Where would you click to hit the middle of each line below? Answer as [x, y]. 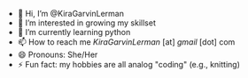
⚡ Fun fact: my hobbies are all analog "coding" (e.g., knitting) [129, 64]
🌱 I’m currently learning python [74, 32]
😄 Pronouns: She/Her [58, 54]
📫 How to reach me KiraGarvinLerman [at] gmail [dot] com [126, 42]
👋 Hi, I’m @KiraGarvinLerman [70, 14]
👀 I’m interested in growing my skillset [87, 23]
